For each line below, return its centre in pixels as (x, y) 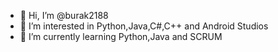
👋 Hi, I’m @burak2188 (64, 15)
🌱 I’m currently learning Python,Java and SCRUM (121, 36)
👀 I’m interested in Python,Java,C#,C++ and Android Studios (144, 26)
